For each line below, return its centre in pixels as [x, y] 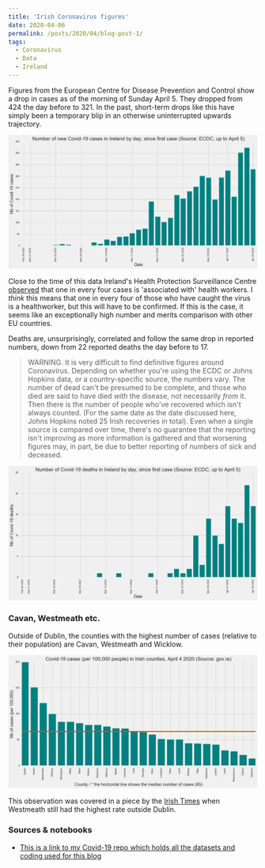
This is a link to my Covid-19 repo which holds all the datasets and [127, 847]
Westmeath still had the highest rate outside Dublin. [92, 809]
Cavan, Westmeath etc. [54, 619]
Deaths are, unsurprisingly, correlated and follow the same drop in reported [131, 339]
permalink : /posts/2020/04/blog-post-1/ [76, 33]
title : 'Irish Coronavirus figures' [68, 17]
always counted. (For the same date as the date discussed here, [132, 413]
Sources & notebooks [50, 830]
